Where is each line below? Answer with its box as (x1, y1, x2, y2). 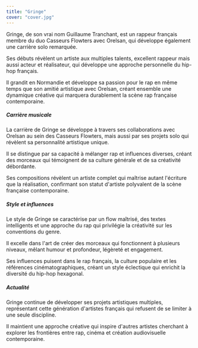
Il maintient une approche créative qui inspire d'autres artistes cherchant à (6, 323, 188, 330)
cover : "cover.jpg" (6, 14, 55, 20)
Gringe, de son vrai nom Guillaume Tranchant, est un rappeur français (6, 30, 177, 37)
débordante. (6, 163, 37, 170)
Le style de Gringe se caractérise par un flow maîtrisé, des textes (6, 216, 166, 223)
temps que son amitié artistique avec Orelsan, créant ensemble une (6, 85, 172, 92)
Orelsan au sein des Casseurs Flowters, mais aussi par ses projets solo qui (6, 132, 189, 140)
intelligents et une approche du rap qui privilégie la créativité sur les (6, 222, 172, 229)
